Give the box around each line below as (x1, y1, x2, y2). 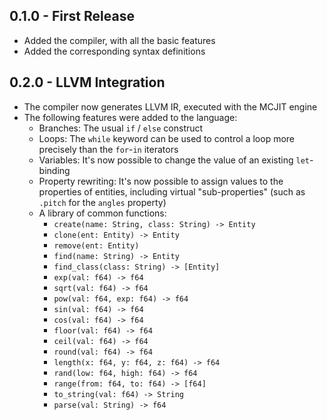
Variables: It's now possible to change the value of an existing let (38, 154, 310, 166)
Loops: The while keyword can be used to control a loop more (38, 132, 296, 144)
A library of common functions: (38, 207, 167, 219)
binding (38, 164, 71, 176)
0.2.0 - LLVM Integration (9, 74, 166, 91)
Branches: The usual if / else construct (38, 122, 204, 134)
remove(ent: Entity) (53, 240, 140, 251)
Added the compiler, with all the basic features (23, 34, 216, 46)
